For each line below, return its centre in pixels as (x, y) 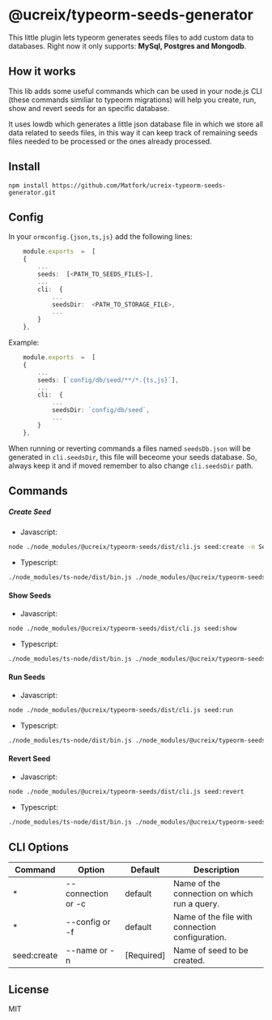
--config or (88, 922)
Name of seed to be (211, 950)
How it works (42, 72)
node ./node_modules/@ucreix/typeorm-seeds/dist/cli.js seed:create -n (132, 546)
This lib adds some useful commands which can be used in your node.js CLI (136, 91)
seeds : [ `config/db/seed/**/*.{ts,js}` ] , (108, 380)
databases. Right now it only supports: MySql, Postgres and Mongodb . (127, 45)
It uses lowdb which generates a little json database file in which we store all (136, 124)
